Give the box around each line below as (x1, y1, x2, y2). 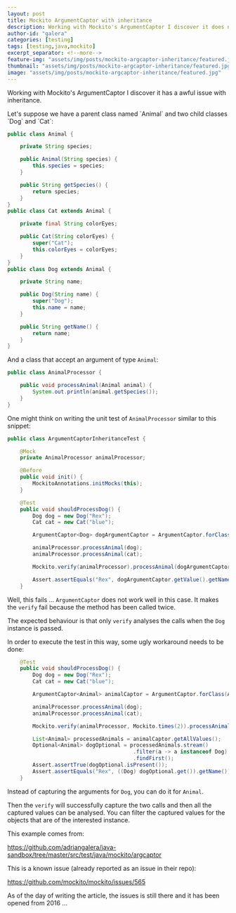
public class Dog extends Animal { (7, 265, 112, 272)
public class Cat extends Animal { (7, 208, 112, 215)
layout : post (7, 10, 46, 18)
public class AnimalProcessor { (7, 369, 102, 376)
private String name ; (20, 278, 83, 285)
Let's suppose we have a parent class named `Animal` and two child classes (7, 110, 228, 118)
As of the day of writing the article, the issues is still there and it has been (7, 891, 220, 900)
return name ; (32, 329, 71, 337)
